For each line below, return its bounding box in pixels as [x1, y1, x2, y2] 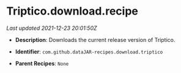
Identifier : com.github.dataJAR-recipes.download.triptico [15, 47, 163, 55]
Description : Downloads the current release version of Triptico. [15, 36, 175, 43]
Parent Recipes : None [15, 60, 69, 67]
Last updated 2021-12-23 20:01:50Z [6, 24, 97, 32]
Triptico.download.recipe [6, 4, 139, 18]
